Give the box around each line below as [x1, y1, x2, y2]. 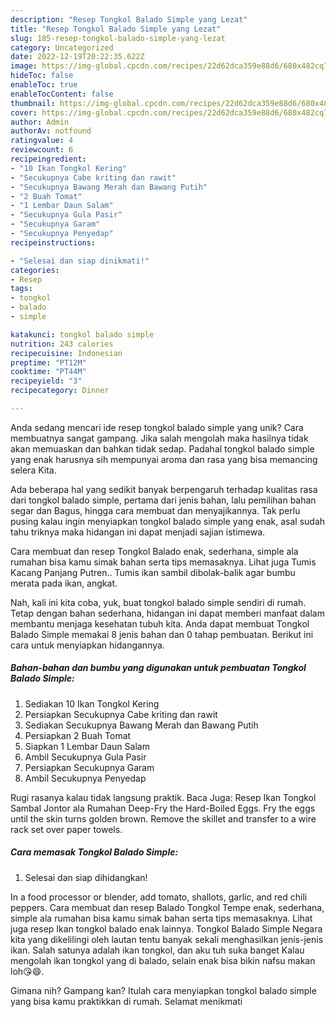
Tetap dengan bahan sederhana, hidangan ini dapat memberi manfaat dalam [10, 607, 325, 619]
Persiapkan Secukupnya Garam [24, 761, 155, 773]
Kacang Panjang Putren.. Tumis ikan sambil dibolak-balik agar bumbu [10, 566, 296, 578]
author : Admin [10, 117, 70, 127]
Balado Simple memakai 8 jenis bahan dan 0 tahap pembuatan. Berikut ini [10, 628, 314, 640]
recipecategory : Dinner [10, 386, 110, 396]
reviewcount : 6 [10, 145, 74, 155]
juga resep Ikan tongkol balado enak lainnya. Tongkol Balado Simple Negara [10, 922, 323, 935]
